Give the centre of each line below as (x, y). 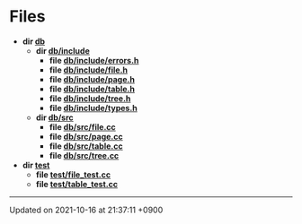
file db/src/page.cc (86, 136)
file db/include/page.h (92, 79)
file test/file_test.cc (73, 174)
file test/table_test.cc (77, 184)
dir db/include (62, 50)
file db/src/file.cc (83, 126)
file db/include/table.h (92, 89)
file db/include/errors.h (94, 60)
